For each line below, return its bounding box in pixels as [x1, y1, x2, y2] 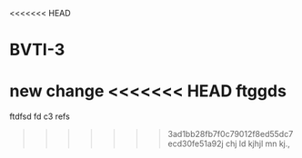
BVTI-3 [9, 40, 65, 60]
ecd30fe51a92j [167, 138, 225, 149]
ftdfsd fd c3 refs [9, 111, 70, 122]
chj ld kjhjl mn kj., [226, 138, 291, 149]
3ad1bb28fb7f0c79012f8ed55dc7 [167, 129, 294, 140]
